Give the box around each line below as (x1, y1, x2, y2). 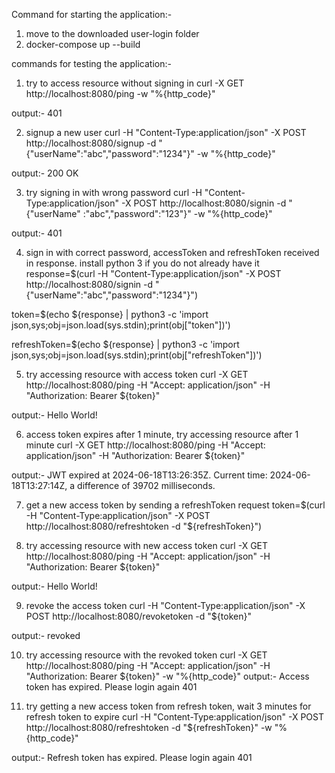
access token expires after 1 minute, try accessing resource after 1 (25, 429, 299, 440)
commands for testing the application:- (11, 58, 172, 69)
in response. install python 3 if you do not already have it (25, 257, 260, 269)
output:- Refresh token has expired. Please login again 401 (11, 752, 253, 763)
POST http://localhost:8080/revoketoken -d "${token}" (25, 610, 252, 622)
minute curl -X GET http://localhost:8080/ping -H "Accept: (25, 439, 266, 451)
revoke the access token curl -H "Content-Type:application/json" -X (25, 600, 306, 611)
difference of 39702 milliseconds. (77, 480, 216, 491)
